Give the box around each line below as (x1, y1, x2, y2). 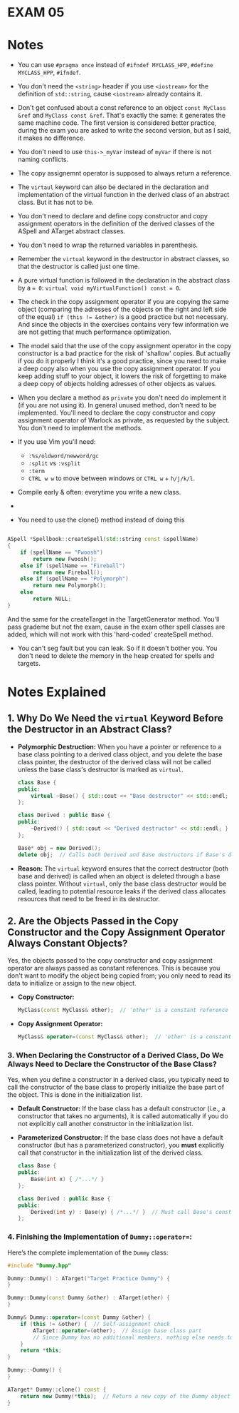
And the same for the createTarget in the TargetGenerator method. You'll (7, 614, 220, 623)
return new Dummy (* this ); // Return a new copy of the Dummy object (20, 1392, 231, 1399)
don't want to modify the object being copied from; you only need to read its (7, 971, 231, 980)
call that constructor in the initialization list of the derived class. (17, 1148, 203, 1157)
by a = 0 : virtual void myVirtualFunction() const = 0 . (17, 283, 181, 293)
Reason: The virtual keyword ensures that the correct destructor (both (17, 864, 229, 873)
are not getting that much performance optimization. (17, 328, 172, 336)
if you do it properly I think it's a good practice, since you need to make (17, 357, 227, 365)
